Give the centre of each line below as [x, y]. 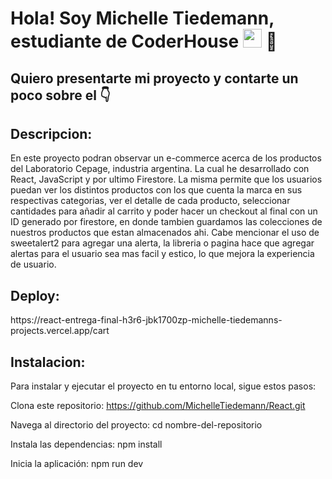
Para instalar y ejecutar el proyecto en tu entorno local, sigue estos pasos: [163, 386]
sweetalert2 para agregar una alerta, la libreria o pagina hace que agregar [162, 243]
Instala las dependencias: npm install [86, 444]
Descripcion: [51, 133]
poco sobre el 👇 [60, 95]
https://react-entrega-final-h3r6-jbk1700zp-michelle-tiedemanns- [146, 320]
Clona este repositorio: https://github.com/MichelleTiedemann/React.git [158, 406]
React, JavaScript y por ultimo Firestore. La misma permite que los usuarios [166, 179]
